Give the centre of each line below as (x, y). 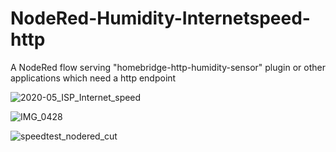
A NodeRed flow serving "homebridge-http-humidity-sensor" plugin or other (168, 67)
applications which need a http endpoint (93, 78)
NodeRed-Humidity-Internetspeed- (160, 18)
